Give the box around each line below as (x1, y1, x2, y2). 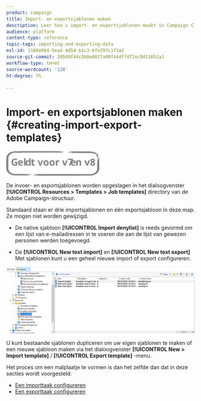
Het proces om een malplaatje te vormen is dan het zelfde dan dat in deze (6, 363, 188, 370)
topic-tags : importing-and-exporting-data (6, 41, 114, 47)
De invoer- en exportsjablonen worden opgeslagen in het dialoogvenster (6, 182, 185, 189)
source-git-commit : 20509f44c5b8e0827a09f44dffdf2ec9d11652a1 (6, 54, 165, 60)
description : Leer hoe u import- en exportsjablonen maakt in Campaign (6, 22, 188, 28)
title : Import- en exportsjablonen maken (6, 16, 111, 22)
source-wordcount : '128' (6, 66, 68, 72)
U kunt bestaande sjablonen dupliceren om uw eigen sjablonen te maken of (6, 339, 193, 347)
